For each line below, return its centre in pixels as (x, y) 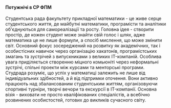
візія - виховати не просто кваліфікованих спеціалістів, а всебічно (78, 95)
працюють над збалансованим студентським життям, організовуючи (81, 84)
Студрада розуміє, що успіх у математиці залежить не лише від (76, 73)
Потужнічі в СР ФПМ (29, 7)
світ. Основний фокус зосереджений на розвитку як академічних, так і (83, 46)
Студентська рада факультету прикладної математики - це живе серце (83, 18)
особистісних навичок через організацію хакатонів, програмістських (81, 51)
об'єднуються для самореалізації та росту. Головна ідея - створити (80, 29)
